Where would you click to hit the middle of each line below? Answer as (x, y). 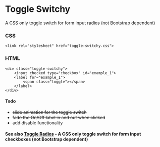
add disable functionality (37, 123)
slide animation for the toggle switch (49, 112)
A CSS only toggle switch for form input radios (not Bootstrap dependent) (80, 23)
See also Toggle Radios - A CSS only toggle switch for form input (73, 134)
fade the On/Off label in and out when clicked (59, 117)
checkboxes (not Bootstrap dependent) (47, 139)
